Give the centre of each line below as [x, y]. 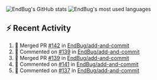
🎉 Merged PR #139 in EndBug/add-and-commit [72, 58]
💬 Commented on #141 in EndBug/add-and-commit [76, 64]
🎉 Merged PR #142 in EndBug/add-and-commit [72, 45]
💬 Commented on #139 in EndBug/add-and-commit [77, 51]
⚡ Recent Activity [39, 29]
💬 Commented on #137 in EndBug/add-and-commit [77, 70]
